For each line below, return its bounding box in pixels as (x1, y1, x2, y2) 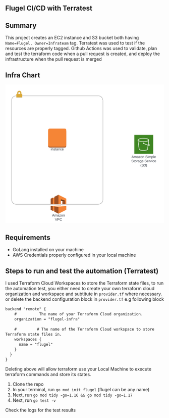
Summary (5, 21, 37, 30)
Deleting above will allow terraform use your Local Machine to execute (5, 366, 152, 372)
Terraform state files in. (5, 332, 62, 337)
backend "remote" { (5, 307, 46, 312)
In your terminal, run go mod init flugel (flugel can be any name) (12, 387, 150, 393)
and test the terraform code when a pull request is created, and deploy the (5, 51, 160, 57)
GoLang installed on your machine (12, 247, 84, 253)
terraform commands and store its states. (5, 371, 92, 378)
